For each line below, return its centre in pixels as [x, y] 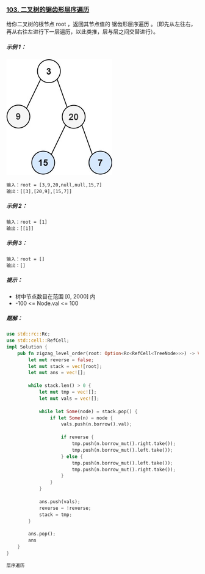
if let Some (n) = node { [81, 418]
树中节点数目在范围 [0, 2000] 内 [55, 296]
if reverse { [77, 437]
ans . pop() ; [42, 534]
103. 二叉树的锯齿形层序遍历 [48, 9]
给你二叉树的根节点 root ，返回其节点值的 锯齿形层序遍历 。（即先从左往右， [101, 24]
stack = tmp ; [55, 515]
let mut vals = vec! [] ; [69, 399]
